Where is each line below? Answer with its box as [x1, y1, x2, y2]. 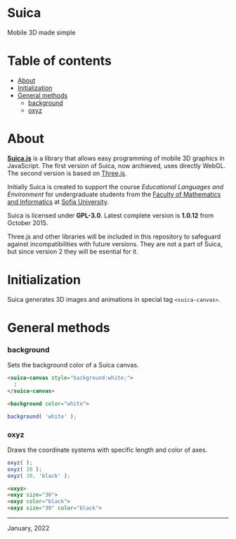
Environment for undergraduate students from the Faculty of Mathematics [7, 190, 221, 198]
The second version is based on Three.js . [7, 169, 128, 177]
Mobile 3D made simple [7, 28, 76, 37]
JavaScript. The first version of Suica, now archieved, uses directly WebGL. [7, 161, 226, 170]
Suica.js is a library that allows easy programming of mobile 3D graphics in [7, 153, 225, 163]
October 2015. [7, 218, 48, 227]
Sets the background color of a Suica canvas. [7, 361, 139, 369]
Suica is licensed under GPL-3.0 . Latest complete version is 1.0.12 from [7, 211, 214, 220]
